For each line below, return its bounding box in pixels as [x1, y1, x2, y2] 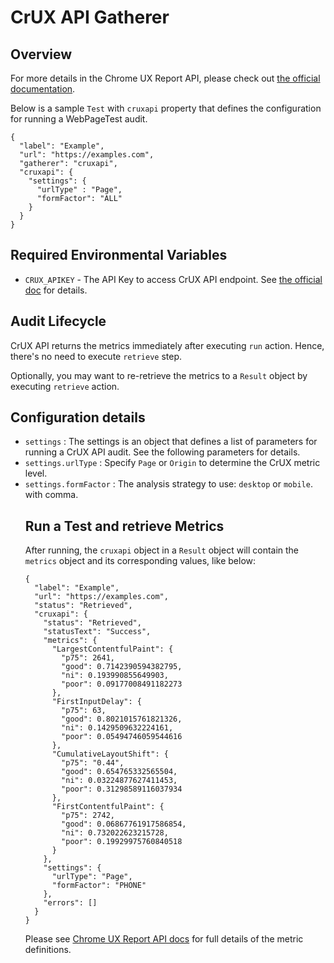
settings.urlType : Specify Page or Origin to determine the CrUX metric [24, 457, 321, 469]
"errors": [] [43, 898, 98, 908]
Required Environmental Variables [10, 247, 228, 264]
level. [24, 467, 48, 480]
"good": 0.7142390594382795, [61, 662, 183, 672]
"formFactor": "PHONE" [51, 881, 147, 891]
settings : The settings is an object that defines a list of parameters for [24, 436, 318, 448]
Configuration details [10, 409, 146, 426]
